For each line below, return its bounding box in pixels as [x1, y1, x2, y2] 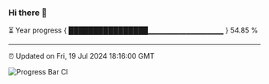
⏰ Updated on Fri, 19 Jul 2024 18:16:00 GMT [8, 52, 155, 61]
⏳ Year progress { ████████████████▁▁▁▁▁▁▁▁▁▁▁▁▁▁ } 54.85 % [8, 25, 259, 35]
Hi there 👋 [8, 7, 48, 18]
